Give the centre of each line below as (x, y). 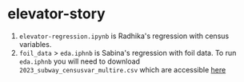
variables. (35, 44)
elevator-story (56, 14)
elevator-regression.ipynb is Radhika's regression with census (124, 36)
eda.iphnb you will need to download (80, 61)
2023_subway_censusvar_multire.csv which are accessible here (122, 69)
